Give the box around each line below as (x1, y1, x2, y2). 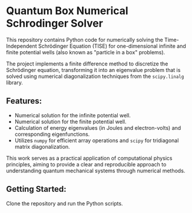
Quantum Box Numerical (6, 4, 128, 18)
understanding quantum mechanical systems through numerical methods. (6, 167, 186, 174)
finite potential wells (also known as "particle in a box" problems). (6, 48, 165, 55)
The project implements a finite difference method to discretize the (6, 60, 168, 67)
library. (6, 78, 24, 86)
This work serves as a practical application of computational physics (6, 155, 173, 162)
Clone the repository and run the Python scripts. (6, 199, 123, 207)
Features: (6, 96, 42, 106)
